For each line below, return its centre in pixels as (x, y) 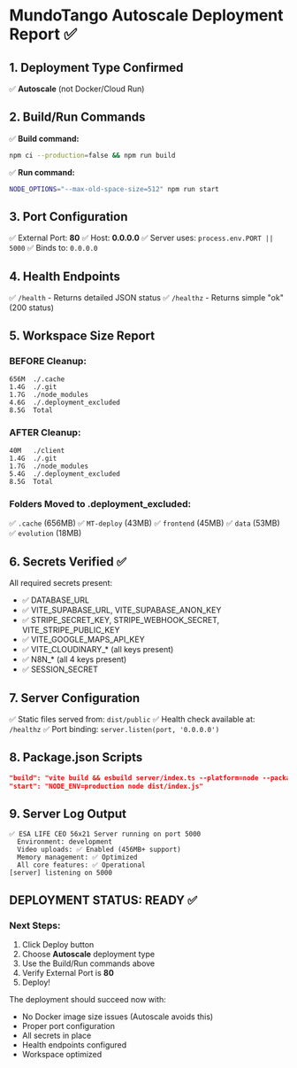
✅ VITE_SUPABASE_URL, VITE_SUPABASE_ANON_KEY (122, 610)
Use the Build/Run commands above (88, 963)
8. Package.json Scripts (76, 757)
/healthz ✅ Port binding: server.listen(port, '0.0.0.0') (114, 729)
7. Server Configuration (75, 698)
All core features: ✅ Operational (81, 865)
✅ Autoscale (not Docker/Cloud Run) (77, 89)
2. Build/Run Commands (77, 117)
